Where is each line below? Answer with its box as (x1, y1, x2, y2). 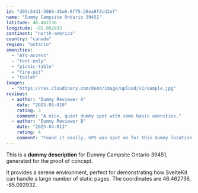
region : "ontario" (6, 42, 52, 48)
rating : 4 (17, 129, 41, 136)
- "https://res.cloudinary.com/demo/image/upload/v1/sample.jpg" (11, 86, 177, 91)
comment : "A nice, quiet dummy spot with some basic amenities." (17, 113, 182, 119)
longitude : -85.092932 (6, 25, 62, 31)
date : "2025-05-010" (17, 102, 68, 108)
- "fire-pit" (11, 69, 44, 75)
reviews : (6, 91, 28, 97)
